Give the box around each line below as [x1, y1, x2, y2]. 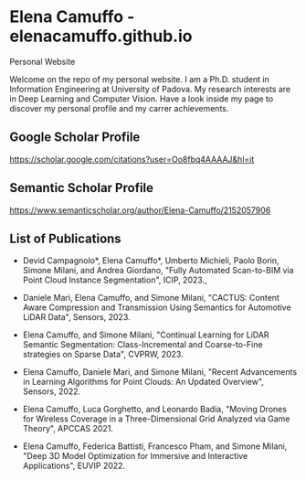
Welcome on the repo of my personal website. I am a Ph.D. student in [9, 73, 269, 84]
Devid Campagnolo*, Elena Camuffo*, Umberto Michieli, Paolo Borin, [22, 255, 280, 266]
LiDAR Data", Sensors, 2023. [22, 312, 131, 323]
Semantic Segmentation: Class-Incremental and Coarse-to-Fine [22, 339, 263, 350]
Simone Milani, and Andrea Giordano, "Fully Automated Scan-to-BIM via [22, 265, 294, 276]
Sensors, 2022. [22, 386, 81, 397]
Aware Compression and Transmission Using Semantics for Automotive [22, 302, 291, 313]
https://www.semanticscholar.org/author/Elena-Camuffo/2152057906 [9, 204, 271, 216]
